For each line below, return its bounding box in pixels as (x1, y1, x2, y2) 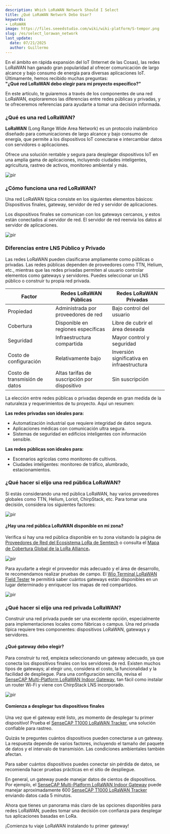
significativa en (112, 354, 148, 361)
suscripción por (55, 376, 93, 383)
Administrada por (55, 305, 97, 312)
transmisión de (8, 376, 43, 383)
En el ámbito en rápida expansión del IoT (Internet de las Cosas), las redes (5, 59, 160, 65)
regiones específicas (55, 325, 105, 333)
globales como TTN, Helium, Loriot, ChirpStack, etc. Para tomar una (5, 496, 147, 502)
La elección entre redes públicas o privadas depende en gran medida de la (5, 395, 161, 401)
